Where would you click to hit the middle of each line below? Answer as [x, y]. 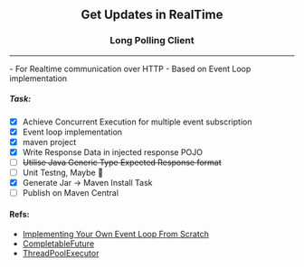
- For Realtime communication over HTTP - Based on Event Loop [130, 69]
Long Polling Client [152, 41]
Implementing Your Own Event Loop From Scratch [116, 235]
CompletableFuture [58, 244]
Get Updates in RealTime [152, 15]
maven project [49, 142]
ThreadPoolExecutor [61, 253]
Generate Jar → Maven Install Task [87, 183]
